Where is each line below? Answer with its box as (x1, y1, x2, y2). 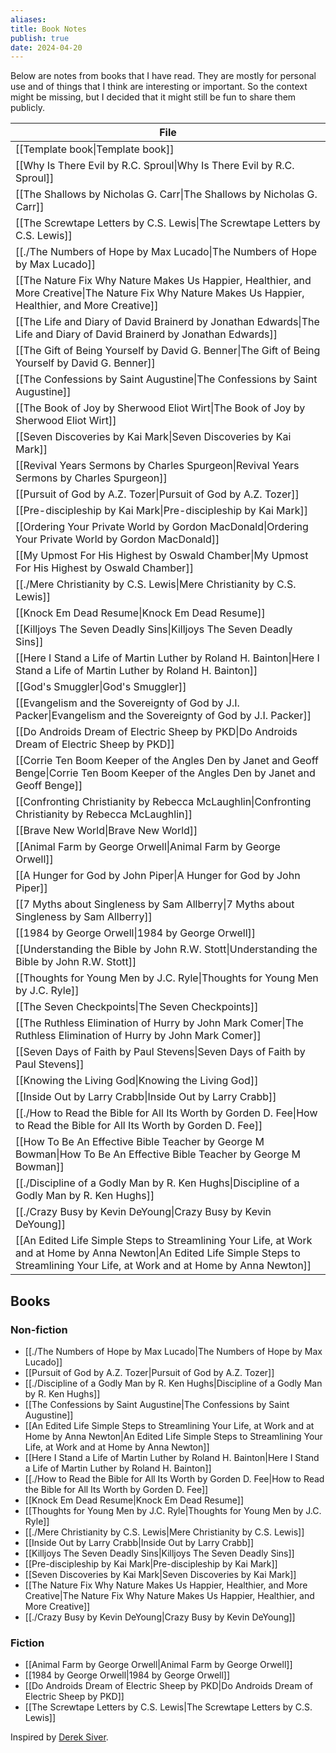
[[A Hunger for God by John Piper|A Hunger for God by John (15, 869, 301, 883)
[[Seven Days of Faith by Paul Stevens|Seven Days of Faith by (15, 1045, 306, 1059)
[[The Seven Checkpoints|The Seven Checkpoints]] (15, 1000, 259, 1014)
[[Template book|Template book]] (15, 142, 175, 156)
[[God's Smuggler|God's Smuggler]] (15, 680, 187, 694)
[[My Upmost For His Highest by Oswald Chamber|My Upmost (15, 549, 309, 563)
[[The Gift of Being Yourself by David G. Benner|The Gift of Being (15, 344, 321, 358)
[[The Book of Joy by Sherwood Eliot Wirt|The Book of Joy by (15, 401, 306, 415)
